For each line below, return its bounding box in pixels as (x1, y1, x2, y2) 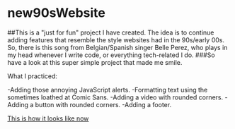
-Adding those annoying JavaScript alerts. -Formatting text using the (7, 85, 208, 94)
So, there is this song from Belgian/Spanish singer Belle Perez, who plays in (7, 43, 228, 51)
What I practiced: (7, 72, 58, 80)
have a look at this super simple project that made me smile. (7, 58, 183, 66)
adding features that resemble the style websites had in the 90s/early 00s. (7, 35, 225, 44)
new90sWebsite (7, 5, 106, 21)
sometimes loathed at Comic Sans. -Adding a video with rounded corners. (7, 93, 224, 102)
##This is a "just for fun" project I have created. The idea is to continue (7, 28, 214, 37)
